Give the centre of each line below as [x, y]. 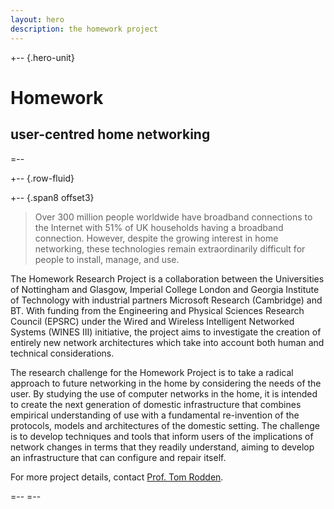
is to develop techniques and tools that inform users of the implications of [162, 436]
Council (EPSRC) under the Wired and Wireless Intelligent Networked [152, 321]
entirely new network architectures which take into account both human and [167, 342]
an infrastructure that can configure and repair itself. [118, 457]
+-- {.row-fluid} [42, 178]
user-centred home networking [110, 134]
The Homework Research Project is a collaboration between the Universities [167, 278]
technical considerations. [62, 353]
